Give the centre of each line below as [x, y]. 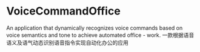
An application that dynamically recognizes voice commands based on [95, 28]
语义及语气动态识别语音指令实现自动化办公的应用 [67, 42]
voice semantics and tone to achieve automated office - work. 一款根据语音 [100, 35]
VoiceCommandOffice [64, 11]
